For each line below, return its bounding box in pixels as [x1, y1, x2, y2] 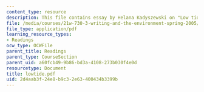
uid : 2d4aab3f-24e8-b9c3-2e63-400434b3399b [6, 76, 118, 82]
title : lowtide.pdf [6, 71, 56, 77]
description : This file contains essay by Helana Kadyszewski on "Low [6, 15, 189, 21]
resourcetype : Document [6, 65, 67, 71]
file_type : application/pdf [6, 25, 78, 32]
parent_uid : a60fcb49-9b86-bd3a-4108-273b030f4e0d [6, 59, 137, 65]
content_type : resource [6, 8, 67, 15]
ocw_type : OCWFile [6, 43, 53, 49]
